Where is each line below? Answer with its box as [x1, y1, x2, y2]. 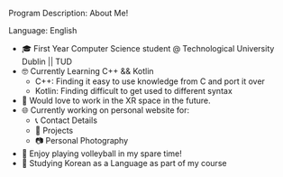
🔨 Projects [34, 126, 74, 135]
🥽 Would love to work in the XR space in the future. [21, 95, 211, 106]
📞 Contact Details [34, 115, 98, 126]
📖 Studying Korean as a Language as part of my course [21, 158, 227, 168]
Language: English [8, 25, 78, 35]
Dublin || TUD [21, 56, 73, 67]
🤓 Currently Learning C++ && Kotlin [21, 66, 154, 76]
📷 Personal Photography [34, 135, 129, 145]
